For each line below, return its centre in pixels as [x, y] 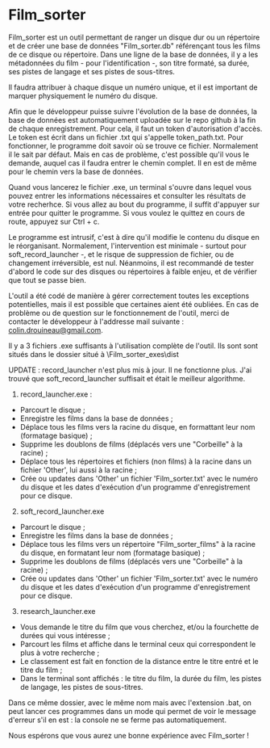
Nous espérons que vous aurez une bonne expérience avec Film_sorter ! [129, 735]
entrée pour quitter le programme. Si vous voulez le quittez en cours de [127, 212]
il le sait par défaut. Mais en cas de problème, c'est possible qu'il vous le [129, 154]
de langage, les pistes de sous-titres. [81, 687]
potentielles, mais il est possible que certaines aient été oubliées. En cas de [134, 304]
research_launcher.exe [58, 611]
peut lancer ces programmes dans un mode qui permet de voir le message [132, 711]
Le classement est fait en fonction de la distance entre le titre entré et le [139, 661]
